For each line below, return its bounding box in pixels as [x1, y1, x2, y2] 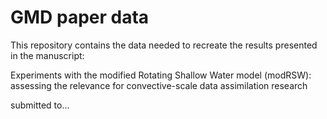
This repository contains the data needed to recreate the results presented [10, 39, 318, 51]
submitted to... [10, 99, 70, 111]
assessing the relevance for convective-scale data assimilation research [10, 79, 308, 91]
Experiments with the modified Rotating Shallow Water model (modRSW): [10, 69, 312, 81]
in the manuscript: [10, 49, 85, 61]
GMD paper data [10, 6, 150, 29]
